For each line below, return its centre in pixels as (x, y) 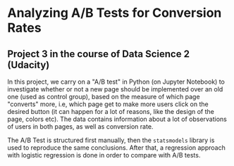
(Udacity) (29, 65)
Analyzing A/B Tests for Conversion (115, 13)
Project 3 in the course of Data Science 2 (99, 54)
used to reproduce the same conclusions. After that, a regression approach (116, 148)
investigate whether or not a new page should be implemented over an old (115, 89)
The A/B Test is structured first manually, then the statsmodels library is (111, 140)
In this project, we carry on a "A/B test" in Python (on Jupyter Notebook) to (116, 82)
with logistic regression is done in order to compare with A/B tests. (104, 155)
